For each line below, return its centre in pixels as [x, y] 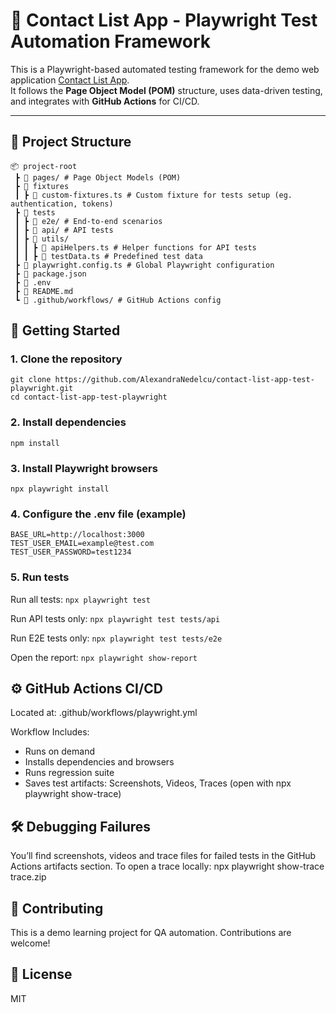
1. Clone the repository [66, 359]
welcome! [30, 943]
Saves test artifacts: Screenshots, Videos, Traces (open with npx [158, 783]
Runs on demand [59, 751]
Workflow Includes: [50, 732]
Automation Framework [111, 41]
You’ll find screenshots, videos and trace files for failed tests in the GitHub [163, 856]
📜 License [41, 974]
